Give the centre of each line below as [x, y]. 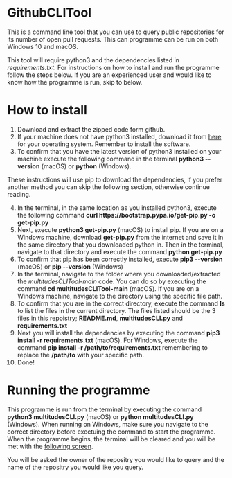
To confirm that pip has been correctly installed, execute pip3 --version [120, 259]
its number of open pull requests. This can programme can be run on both [113, 39]
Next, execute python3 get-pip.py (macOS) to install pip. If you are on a [120, 229]
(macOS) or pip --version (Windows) [70, 266]
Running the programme [79, 390]
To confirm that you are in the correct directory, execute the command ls [121, 303]
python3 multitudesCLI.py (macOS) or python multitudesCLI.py [100, 416]
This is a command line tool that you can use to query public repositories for [116, 32]
